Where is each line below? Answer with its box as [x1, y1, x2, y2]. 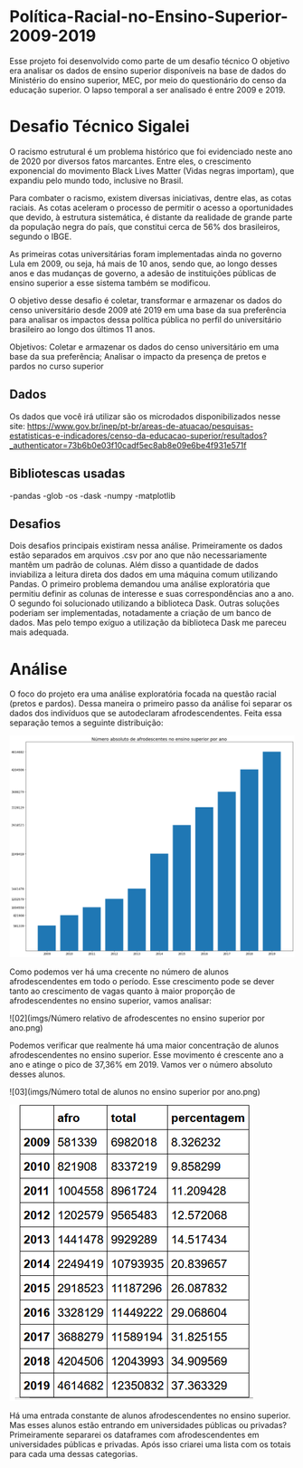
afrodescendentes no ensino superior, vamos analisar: [9, 994, 213, 1006]
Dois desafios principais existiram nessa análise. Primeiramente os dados [9, 541, 283, 552]
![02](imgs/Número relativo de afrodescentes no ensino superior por [9, 1012, 265, 1023]
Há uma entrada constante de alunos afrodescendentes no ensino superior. [9, 1410, 291, 1421]
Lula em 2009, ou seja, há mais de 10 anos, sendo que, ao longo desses [9, 258, 278, 269]
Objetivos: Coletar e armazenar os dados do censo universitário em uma [9, 341, 279, 352]
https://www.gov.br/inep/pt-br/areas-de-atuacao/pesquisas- [26, 420, 254, 431]
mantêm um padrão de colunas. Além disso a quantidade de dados [9, 560, 260, 571]
